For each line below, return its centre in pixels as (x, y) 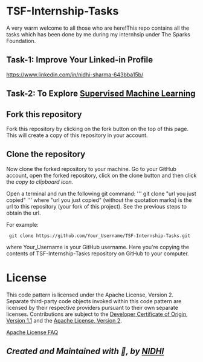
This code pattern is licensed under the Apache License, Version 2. (90, 295)
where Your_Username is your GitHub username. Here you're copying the (98, 247)
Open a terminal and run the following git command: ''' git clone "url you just (101, 193)
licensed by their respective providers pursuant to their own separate (92, 307)
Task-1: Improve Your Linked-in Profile (79, 60)
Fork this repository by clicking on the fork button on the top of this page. (98, 129)
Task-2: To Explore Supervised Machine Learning (101, 94)
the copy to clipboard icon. (40, 182)
